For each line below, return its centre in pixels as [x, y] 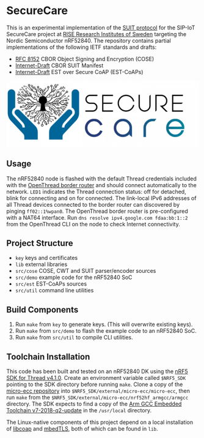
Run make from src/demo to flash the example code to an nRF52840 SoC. [106, 331]
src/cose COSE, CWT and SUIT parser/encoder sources [86, 271]
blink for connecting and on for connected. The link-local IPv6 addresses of [101, 198]
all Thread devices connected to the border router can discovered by [93, 204]
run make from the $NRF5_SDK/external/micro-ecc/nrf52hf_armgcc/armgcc [97, 397]
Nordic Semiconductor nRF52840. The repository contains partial [89, 40]
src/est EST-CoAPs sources [51, 284]
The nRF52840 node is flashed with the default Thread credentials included [102, 179]
